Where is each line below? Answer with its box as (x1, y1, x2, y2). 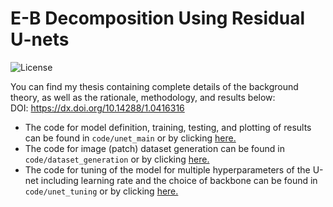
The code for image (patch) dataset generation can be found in (24, 142, 285, 154)
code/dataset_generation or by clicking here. (24, 153, 210, 165)
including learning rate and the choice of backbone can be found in (40, 174, 318, 186)
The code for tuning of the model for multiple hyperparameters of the (24, 163, 311, 176)
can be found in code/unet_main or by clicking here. (24, 132, 237, 144)
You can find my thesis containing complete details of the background (10, 80, 299, 92)
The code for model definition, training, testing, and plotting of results (24, 121, 312, 133)
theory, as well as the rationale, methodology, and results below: (10, 91, 276, 103)
